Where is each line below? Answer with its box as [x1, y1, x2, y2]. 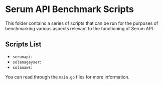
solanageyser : [12, 59, 41, 65]
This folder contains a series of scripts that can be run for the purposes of [5, 20, 158, 26]
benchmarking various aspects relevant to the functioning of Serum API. [5, 25, 154, 31]
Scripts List [5, 40, 42, 49]
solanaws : [12, 64, 33, 70]
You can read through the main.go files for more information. [5, 74, 130, 80]
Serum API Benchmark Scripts [5, 4, 134, 15]
